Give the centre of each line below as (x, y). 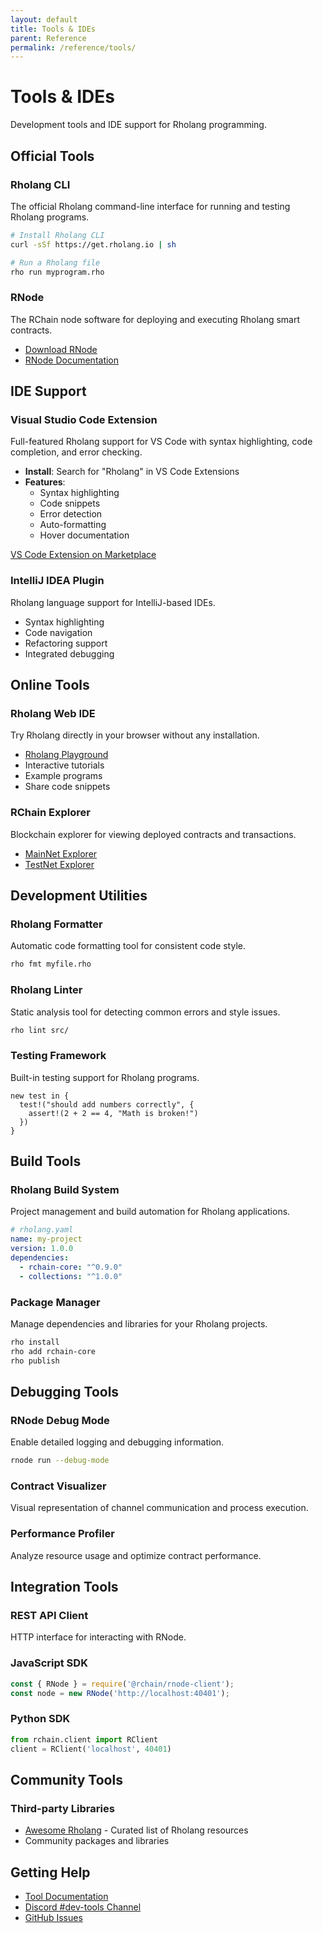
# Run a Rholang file (55, 262)
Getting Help (50, 1872)
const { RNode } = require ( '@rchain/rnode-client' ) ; (122, 1684)
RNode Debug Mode (60, 1420)
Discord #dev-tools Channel (83, 1907)
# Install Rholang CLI (57, 235)
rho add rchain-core (53, 1351)
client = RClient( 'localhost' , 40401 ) (91, 1749)
